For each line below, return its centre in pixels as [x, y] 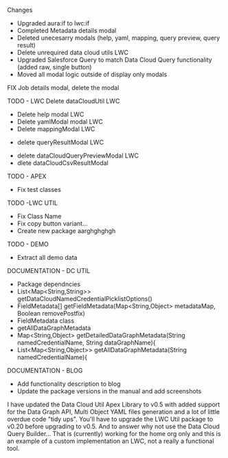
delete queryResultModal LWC [60, 142]
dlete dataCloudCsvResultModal [62, 163]
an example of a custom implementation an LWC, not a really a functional [111, 441]
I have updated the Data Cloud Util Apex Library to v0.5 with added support [114, 404]
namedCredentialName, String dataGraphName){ [86, 342]
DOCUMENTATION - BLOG [45, 370]
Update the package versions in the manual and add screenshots [109, 391]
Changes [20, 10]
